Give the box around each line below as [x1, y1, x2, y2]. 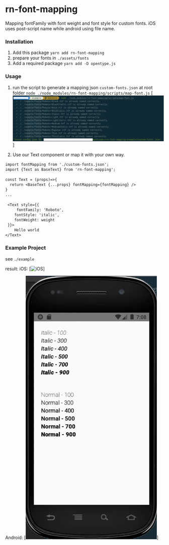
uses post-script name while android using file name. [5, 25, 116, 31]
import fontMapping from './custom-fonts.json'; [5, 162, 109, 167]
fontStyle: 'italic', [14, 213, 59, 218]
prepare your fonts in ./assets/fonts [12, 55, 89, 61]
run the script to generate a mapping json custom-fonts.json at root [12, 84, 153, 90]
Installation [5, 38, 34, 45]
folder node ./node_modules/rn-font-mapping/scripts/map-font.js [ [12, 90, 153, 96]
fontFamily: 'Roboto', [16, 208, 64, 213]
